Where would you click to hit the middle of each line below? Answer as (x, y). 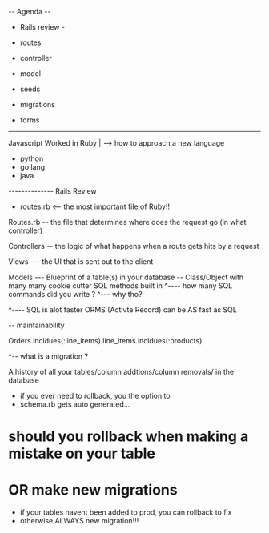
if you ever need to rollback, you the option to (95, 396)
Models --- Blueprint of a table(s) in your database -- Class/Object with (126, 277)
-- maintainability (37, 325)
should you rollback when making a (128, 437)
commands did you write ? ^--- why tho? (75, 294)
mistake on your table (82, 453)
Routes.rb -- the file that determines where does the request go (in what (127, 222)
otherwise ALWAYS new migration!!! (79, 521)
